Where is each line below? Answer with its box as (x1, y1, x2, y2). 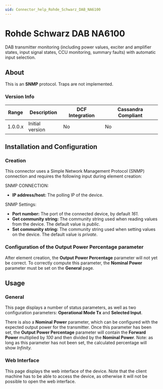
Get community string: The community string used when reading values (12, 216, 158, 222)
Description (30, 109, 57, 115)
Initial (28, 120, 41, 127)
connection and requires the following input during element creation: (5, 173, 142, 179)
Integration (68, 112, 95, 119)
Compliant (118, 112, 143, 119)
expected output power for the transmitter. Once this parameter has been (5, 324, 152, 330)
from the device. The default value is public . (12, 221, 100, 227)
